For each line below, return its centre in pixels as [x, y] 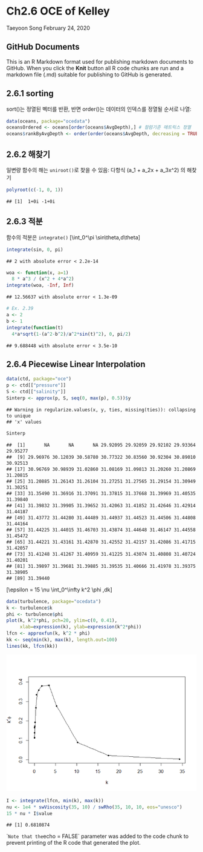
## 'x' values [24, 422]
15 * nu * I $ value [29, 813]
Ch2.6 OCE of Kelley [58, 11]
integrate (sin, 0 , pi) [35, 250]
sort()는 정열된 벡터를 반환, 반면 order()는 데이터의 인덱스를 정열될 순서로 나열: [99, 109]
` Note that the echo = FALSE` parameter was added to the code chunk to [98, 836]
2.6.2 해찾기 [28, 154]
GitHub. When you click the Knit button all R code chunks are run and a [95, 68]
